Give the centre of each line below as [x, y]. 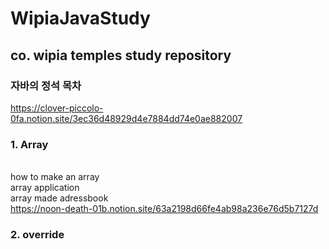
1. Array [29, 144]
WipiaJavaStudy [80, 18]
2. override [37, 235]
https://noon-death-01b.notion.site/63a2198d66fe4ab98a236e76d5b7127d [164, 209]
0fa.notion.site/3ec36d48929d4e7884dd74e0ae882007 [126, 118]
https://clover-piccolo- [57, 108]
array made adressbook [59, 198]
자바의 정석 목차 [46, 85]
